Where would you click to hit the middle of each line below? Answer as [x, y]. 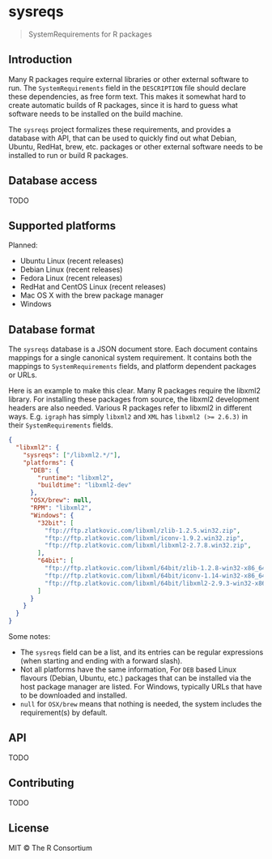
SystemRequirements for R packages [90, 34]
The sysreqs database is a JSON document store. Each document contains [133, 349]
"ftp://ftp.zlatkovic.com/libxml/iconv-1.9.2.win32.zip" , [144, 538]
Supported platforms [62, 225]
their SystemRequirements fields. [61, 425]
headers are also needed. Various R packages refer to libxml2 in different [130, 408]
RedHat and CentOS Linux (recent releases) [93, 287]
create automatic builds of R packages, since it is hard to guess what [123, 105]
